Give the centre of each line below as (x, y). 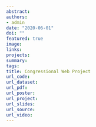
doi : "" (16, 33)
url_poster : (21, 93)
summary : (17, 60)
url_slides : (21, 104)
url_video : (19, 115)
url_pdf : (17, 88)
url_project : (22, 98)
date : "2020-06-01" (30, 28)
